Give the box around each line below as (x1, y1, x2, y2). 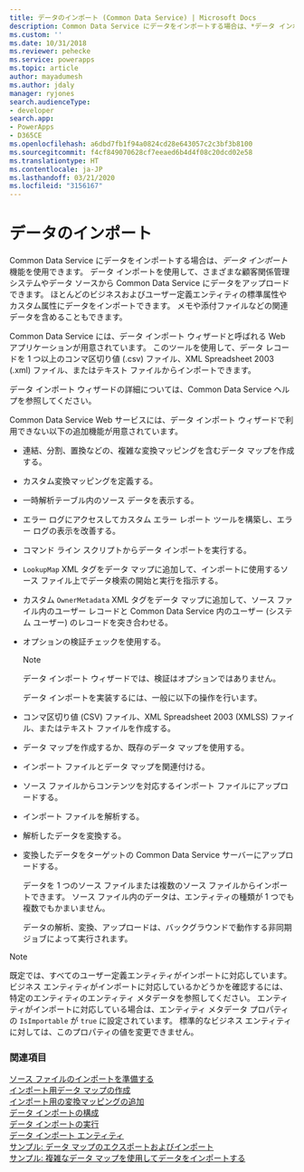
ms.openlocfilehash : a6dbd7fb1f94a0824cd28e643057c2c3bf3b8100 (9, 139, 253, 148)
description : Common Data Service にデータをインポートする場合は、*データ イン (9, 22, 293, 31)
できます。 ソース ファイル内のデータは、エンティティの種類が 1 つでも (30, 891, 295, 902)
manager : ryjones (9, 89, 75, 98)
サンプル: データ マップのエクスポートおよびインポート (9, 1141, 214, 1152)
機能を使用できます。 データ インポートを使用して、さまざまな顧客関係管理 (9, 266, 290, 277)
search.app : (9, 114, 54, 123)
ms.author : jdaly (9, 81, 75, 90)
